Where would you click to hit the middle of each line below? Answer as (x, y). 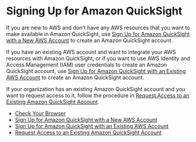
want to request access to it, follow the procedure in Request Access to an (98, 95)
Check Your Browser (40, 113)
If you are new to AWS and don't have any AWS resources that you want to (98, 28)
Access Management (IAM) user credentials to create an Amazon (87, 65)
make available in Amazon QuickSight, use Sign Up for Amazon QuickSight (98, 34)
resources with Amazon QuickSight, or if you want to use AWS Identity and (98, 58)
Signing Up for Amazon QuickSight (94, 11)
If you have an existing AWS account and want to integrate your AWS (91, 52)
